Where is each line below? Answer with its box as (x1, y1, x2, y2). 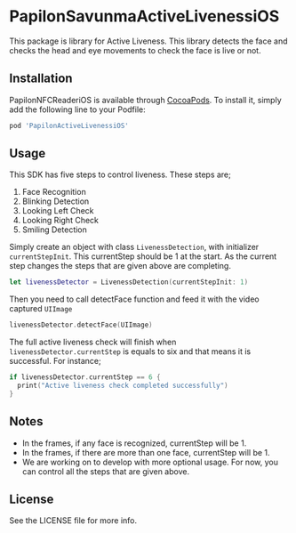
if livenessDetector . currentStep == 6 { (9, 373, 162, 382)
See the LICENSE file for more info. (9, 515, 138, 526)
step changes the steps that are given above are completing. (9, 261, 231, 271)
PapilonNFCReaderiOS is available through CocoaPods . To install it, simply (9, 94, 282, 105)
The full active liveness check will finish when (9, 336, 177, 348)
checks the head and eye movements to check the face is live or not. (9, 44, 261, 55)
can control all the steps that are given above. (21, 465, 189, 477)
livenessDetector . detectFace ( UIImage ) (9, 320, 153, 330)
